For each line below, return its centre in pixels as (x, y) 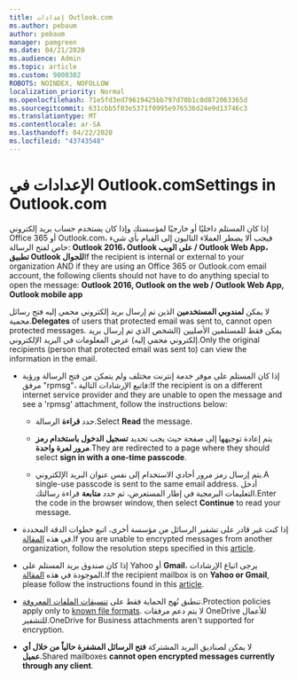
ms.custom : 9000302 (45, 75)
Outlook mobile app (46, 294)
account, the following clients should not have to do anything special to (139, 275)
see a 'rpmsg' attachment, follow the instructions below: (125, 403)
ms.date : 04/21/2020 (47, 51)
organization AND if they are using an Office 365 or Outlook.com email (138, 266)
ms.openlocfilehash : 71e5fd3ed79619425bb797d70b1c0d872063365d (129, 100)
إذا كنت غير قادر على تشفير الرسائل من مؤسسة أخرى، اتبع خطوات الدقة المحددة (155, 529)
